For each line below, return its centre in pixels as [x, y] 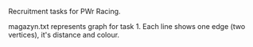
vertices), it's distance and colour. [64, 35]
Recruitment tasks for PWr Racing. [64, 11]
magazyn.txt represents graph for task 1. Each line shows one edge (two [127, 26]
